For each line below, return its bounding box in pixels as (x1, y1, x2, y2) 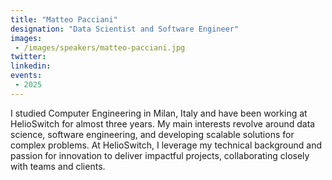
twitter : (10, 52, 47, 62)
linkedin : (10, 61, 52, 71)
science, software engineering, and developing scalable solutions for (10, 128, 295, 140)
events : (10, 71, 43, 81)
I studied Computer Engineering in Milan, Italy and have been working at (10, 107, 308, 119)
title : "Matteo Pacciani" (10, 14, 118, 25)
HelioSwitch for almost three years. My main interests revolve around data (10, 117, 316, 130)
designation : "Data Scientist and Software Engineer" (10, 24, 240, 34)
